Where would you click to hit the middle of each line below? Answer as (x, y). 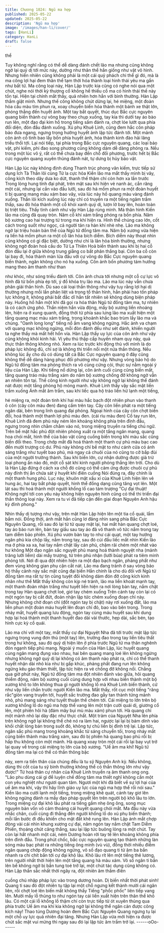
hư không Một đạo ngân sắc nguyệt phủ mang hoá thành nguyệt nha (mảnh (81, 550)
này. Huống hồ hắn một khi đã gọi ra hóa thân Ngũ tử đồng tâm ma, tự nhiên (82, 302)
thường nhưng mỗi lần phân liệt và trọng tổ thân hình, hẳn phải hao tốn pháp (82, 292)
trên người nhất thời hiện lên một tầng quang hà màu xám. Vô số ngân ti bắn (82, 860)
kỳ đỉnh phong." (21, 504)
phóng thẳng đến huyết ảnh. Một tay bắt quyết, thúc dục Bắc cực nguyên (79, 112)
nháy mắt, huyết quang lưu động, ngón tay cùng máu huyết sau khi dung (78, 612)
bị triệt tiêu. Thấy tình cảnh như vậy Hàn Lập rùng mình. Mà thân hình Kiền (80, 210)
